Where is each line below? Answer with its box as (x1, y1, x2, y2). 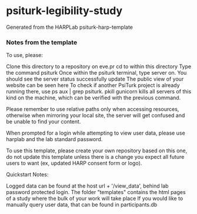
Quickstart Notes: (6, 171, 49, 178)
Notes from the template (6, 38, 78, 46)
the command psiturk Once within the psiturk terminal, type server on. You (6, 69, 187, 76)
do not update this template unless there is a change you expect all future (6, 153, 185, 160)
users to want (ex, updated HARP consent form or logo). (6, 160, 142, 167)
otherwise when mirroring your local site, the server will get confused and (6, 112, 185, 119)
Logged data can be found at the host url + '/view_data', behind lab (6, 182, 169, 189)
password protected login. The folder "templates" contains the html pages (6, 189, 186, 196)
